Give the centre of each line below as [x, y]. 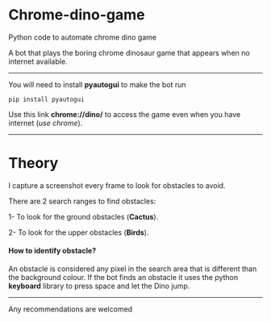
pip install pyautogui [46, 99]
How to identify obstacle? [52, 251]
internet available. [38, 61]
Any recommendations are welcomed [71, 309]
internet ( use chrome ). [46, 123]
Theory [33, 163]
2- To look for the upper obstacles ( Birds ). [79, 232]
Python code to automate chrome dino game [83, 37]
